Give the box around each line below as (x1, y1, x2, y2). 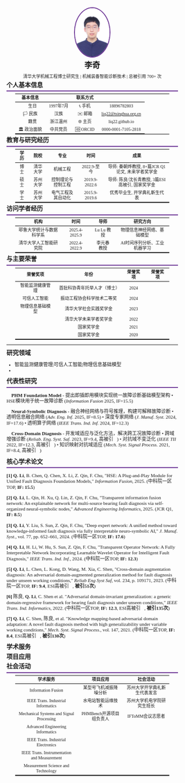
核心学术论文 (6, 458, 43, 465)
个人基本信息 (6, 81, 43, 89)
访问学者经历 (6, 205, 43, 213)
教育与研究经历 (6, 137, 49, 144)
